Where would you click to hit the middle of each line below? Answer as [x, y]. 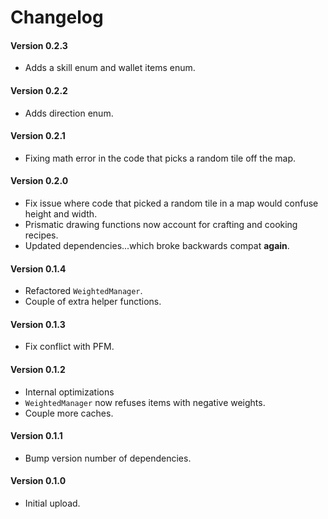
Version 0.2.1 [38, 136]
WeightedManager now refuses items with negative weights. [145, 402]
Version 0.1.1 [36, 436]
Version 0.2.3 [39, 45]
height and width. [61, 214]
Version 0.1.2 [38, 369]
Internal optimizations [69, 392]
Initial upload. [52, 503]
